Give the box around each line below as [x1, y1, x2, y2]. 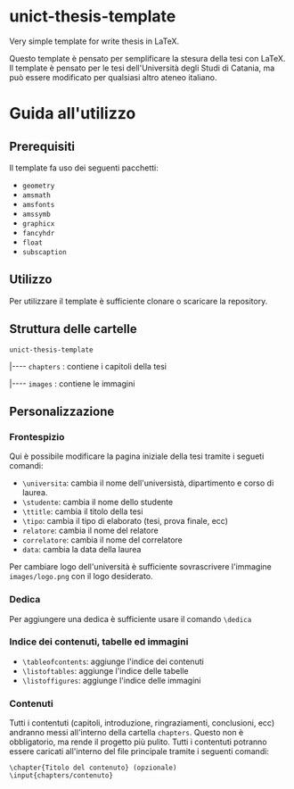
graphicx [21, 219, 55, 228]
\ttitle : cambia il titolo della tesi [21, 506, 143, 517]
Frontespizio [9, 430, 65, 443]
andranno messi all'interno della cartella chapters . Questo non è [9, 727, 244, 738]
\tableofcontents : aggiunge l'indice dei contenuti [21, 656, 205, 667]
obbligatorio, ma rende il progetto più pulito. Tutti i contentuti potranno [9, 736, 267, 747]
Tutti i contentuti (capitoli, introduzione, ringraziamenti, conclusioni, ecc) [9, 718, 275, 728]
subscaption [21, 247, 67, 256]
